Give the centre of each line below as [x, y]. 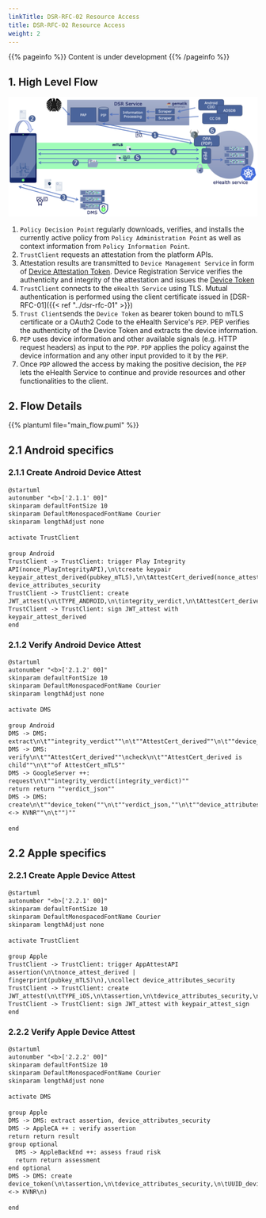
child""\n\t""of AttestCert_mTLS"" [67, 765]
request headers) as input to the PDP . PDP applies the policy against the [134, 347]
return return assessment [58, 1161]
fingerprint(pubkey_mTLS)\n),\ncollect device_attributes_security [122, 980]
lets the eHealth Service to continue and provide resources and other [132, 373]
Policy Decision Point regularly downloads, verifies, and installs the [132, 229]
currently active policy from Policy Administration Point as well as [130, 238]
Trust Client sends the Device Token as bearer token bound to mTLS [131, 314]
